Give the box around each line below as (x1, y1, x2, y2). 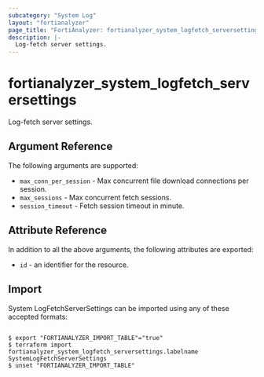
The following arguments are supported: (8, 160, 139, 170)
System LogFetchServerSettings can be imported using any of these (8, 303, 229, 313)
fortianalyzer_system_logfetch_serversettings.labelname (8, 347, 199, 356)
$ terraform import (8, 341, 72, 349)
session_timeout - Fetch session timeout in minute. (19, 201, 185, 210)
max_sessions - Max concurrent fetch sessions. (19, 192, 171, 202)
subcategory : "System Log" (8, 11, 97, 20)
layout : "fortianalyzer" (8, 19, 90, 27)
